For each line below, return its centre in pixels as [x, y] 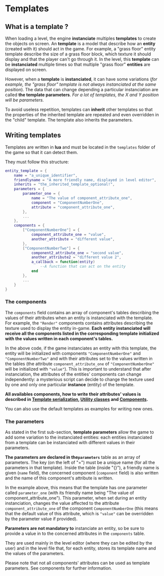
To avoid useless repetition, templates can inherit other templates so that [79, 109]
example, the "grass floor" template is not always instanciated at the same [81, 84]
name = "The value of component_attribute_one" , [82, 198]
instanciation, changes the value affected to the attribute [62, 503]
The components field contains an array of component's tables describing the [82, 312]
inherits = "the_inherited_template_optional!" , [64, 184]
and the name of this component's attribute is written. [59, 478]
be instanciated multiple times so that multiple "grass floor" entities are [78, 64]
